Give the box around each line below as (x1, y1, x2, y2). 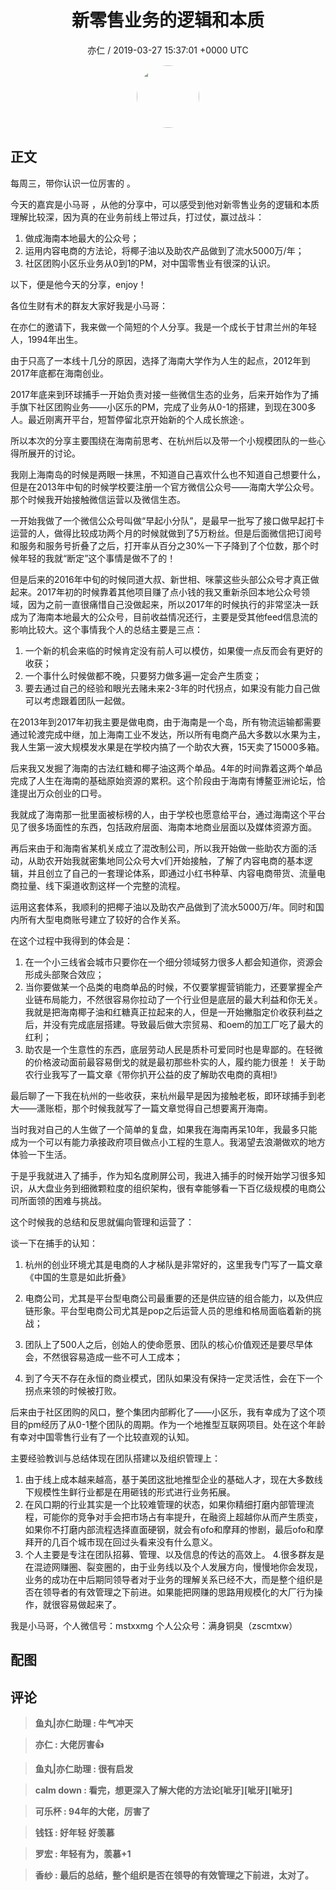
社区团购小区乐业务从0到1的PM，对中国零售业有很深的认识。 (24, 257, 276, 269)
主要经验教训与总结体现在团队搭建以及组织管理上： (10, 1452, 221, 1464)
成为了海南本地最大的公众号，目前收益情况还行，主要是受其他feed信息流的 (10, 611, 318, 623)
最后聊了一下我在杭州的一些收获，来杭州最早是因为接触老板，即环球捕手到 (10, 1089, 317, 1101)
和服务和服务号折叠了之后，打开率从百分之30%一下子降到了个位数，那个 (10, 539, 311, 551)
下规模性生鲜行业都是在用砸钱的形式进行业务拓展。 (24, 1486, 236, 1498)
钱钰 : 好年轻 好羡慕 (34, 1826, 115, 1838)
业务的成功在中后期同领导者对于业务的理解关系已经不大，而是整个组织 (24, 1573, 315, 1585)
